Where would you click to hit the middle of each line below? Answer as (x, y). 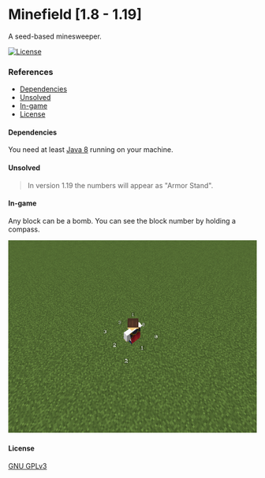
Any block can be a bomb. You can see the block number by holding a (122, 220)
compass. (24, 229)
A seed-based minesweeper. (55, 36)
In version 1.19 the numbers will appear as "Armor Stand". (120, 185)
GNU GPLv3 (28, 465)
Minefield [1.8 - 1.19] (75, 15)
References (31, 72)
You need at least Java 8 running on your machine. (91, 150)
